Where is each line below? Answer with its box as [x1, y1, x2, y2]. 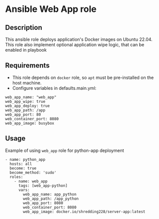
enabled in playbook [5, 47, 47, 53]
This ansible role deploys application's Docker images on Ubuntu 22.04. [5, 36, 153, 42]
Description [5, 23, 42, 32]
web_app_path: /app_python [23, 196, 79, 201]
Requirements [5, 61, 50, 70]
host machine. [12, 79, 42, 85]
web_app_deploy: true [5, 103, 50, 108]
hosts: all [9, 161, 32, 166]
